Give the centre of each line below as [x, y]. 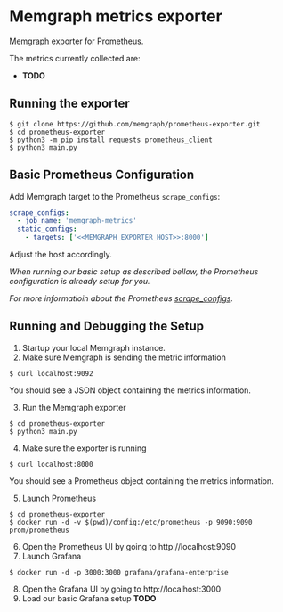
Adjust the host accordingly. [61, 255]
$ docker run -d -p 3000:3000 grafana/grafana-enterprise [119, 572]
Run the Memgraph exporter [74, 407]
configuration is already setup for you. [80, 282]
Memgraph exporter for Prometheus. [77, 41]
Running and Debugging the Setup [107, 326]
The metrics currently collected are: [75, 58]
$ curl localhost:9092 [51, 373]
